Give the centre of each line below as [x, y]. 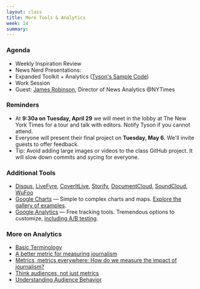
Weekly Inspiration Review [48, 63]
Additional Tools [31, 173]
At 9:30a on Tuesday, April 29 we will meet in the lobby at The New [101, 118]
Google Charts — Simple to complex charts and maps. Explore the [98, 199]
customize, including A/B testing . [57, 218]
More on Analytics [34, 234]
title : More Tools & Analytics [46, 18]
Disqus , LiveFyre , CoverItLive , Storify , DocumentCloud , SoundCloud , [101, 186]
